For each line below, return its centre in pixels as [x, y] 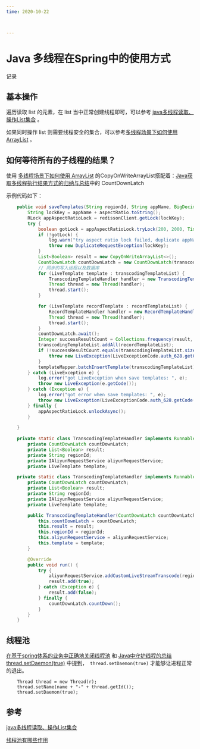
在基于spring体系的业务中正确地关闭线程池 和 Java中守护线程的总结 [89, 656]
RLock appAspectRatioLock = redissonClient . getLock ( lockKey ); [106, 218]
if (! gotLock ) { [58, 235]
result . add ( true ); [71, 582]
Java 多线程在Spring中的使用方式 [88, 59]
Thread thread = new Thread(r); [57, 682]
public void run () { [53, 565]
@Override [40, 559]
